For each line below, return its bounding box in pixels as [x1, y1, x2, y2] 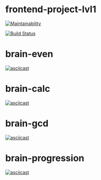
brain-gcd [5, 118, 48, 129]
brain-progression [5, 152, 85, 164]
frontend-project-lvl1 [5, 4, 96, 15]
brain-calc [5, 83, 50, 95]
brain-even [5, 48, 54, 60]
